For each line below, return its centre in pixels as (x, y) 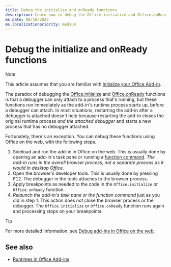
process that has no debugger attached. (48, 127)
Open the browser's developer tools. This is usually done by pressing (85, 173)
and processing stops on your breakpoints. (58, 211)
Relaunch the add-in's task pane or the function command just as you (86, 195)
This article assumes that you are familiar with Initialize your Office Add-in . (83, 84)
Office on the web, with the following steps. (51, 142)
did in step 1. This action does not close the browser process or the (83, 201)
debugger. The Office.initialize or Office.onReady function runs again (88, 206)
